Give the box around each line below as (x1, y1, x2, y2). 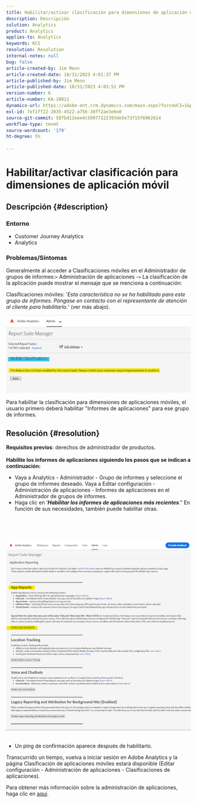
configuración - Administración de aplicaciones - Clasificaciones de (6, 766, 171, 773)
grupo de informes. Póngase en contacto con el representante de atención (6, 297, 187, 304)
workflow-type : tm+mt (6, 121, 59, 127)
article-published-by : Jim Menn (6, 78, 85, 84)
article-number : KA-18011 (6, 96, 69, 102)
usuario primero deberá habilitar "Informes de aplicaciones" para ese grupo (6, 405, 189, 412)
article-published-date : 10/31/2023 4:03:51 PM (6, 84, 125, 90)
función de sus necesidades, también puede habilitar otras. (14, 505, 158, 512)
